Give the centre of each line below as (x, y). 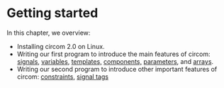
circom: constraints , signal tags (63, 77)
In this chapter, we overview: (49, 33)
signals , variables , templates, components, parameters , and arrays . (115, 61)
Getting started (52, 13)
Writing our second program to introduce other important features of (117, 69)
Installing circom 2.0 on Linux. (61, 46)
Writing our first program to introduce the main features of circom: (113, 54)
